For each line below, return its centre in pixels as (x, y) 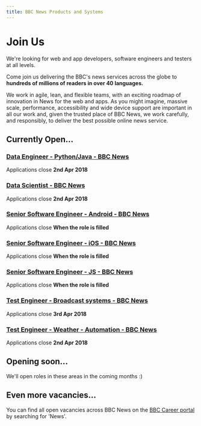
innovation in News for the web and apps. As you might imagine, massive (97, 101)
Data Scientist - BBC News (46, 186)
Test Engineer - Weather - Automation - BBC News (82, 329)
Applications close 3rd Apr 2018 (47, 314)
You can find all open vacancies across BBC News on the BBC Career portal (100, 410)
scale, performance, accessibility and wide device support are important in (99, 108)
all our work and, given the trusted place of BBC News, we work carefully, (98, 114)
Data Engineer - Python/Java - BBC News (68, 157)
